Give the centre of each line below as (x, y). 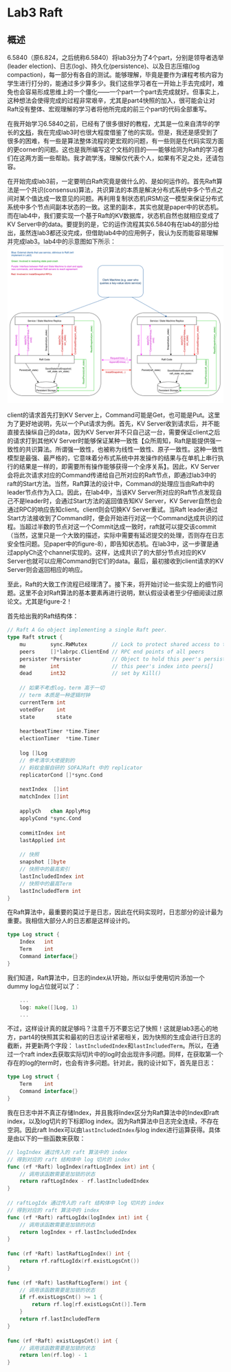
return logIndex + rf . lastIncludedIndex (78, 1232)
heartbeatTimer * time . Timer (59, 731)
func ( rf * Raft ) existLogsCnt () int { (63, 1341)
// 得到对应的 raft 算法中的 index (53, 1210)
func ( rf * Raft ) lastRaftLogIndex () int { (69, 1254)
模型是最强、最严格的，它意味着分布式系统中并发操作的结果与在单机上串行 (112, 458)
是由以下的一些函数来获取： (46, 1138)
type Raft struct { (35, 637)
